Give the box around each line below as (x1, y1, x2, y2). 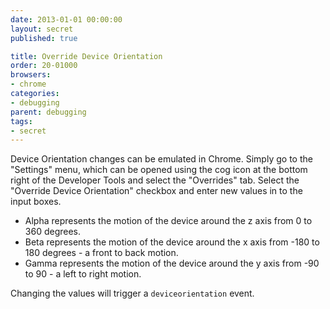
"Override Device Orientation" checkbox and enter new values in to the (10, 185, 303, 197)
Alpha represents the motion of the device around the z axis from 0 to (24, 215, 313, 227)
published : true (10, 33, 78, 43)
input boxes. (10, 196, 62, 208)
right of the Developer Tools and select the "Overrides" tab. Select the (10, 174, 300, 186)
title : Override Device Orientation (10, 51, 163, 61)
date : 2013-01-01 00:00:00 (10, 14, 123, 25)
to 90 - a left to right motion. (24, 268, 142, 280)
